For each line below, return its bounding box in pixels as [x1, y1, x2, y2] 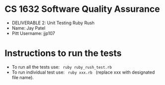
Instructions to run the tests [4, 48, 122, 59]
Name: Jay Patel [11, 25, 46, 31]
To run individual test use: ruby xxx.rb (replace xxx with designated [11, 69, 155, 75]
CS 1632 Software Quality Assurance [4, 3, 160, 15]
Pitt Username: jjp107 [11, 30, 55, 36]
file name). [11, 74, 34, 80]
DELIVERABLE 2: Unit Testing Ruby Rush [11, 20, 95, 26]
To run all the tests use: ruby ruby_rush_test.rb [11, 64, 112, 70]
